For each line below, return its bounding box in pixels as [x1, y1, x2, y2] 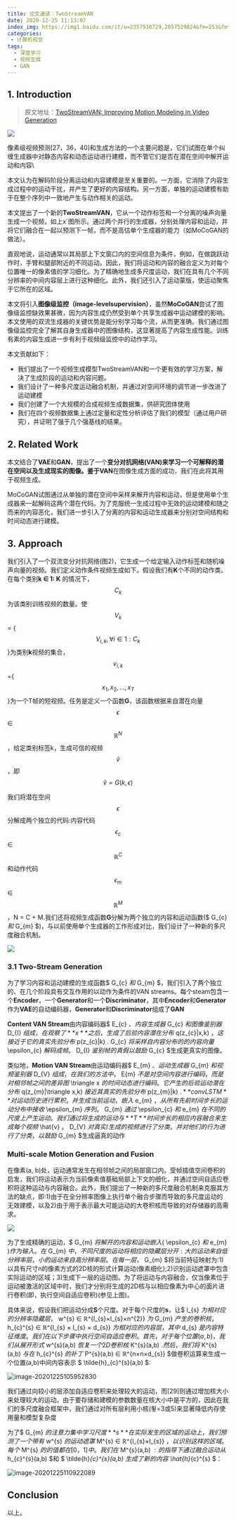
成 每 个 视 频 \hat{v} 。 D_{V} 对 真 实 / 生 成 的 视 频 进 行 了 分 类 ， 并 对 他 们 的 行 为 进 [7, 1122, 225, 1131]
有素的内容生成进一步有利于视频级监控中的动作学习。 [7, 335, 162, 344]
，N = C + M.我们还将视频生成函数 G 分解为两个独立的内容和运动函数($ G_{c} [7, 913, 228, 921]
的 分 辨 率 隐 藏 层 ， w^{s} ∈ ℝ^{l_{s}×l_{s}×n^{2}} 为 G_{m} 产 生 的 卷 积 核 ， [7, 1314, 218, 1323]
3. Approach [7, 537, 63, 549]
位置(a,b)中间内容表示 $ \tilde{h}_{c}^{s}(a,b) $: [13, 1359, 151, 1367]
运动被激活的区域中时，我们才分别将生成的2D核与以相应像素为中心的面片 [7, 1282, 219, 1290]
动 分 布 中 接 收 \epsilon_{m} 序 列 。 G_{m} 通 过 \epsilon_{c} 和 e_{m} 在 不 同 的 [7, 1104, 226, 1113]
